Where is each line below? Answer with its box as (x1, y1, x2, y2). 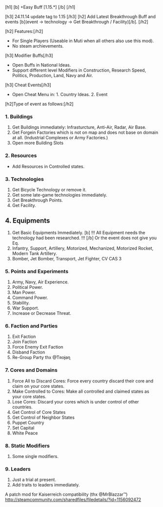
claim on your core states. (12, 383, 65, 389)
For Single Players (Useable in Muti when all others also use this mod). (12, 38, 154, 44)
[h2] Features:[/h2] (5, 28, 43, 34)
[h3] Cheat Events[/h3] (5, 82, 51, 88)
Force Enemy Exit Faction (12, 344, 63, 350)
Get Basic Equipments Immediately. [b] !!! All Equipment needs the (12, 229, 145, 235)
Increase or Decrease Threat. (12, 310, 72, 316)
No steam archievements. (12, 43, 64, 49)
